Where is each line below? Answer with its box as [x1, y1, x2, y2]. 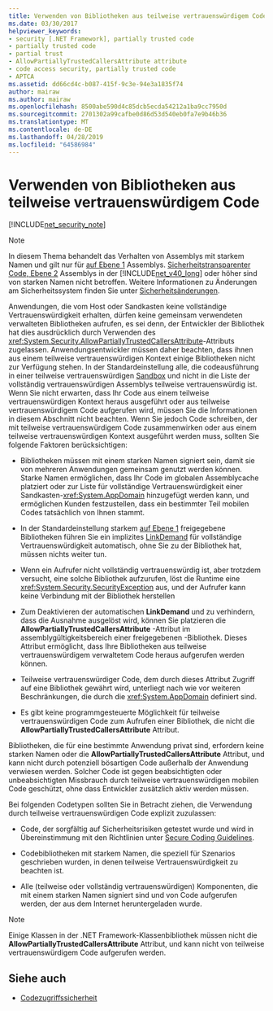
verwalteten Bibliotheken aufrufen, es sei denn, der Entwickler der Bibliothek [8, 319, 265, 329]
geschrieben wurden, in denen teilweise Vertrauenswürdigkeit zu [19, 857, 238, 867]
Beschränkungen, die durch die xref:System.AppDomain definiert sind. [19, 692, 258, 702]
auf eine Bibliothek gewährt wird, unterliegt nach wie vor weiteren [19, 683, 241, 693]
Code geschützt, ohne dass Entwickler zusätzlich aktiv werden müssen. [8, 784, 249, 794]
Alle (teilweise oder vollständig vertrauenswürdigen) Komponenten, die [19, 882, 258, 891]
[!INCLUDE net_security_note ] [8, 220, 106, 230]
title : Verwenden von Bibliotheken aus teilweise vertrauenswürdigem [8, 11, 249, 20]
